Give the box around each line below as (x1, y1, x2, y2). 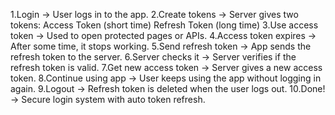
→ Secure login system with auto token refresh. (10, 94, 206, 105)
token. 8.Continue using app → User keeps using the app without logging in (10, 72, 322, 84)
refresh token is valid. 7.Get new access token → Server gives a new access (10, 62, 323, 73)
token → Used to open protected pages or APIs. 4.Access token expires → (10, 30, 317, 41)
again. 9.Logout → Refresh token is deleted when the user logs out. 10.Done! (10, 83, 326, 94)
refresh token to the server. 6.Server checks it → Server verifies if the (10, 51, 297, 63)
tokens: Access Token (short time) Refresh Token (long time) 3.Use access (10, 19, 319, 31)
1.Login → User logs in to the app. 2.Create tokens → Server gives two (10, 9, 299, 20)
